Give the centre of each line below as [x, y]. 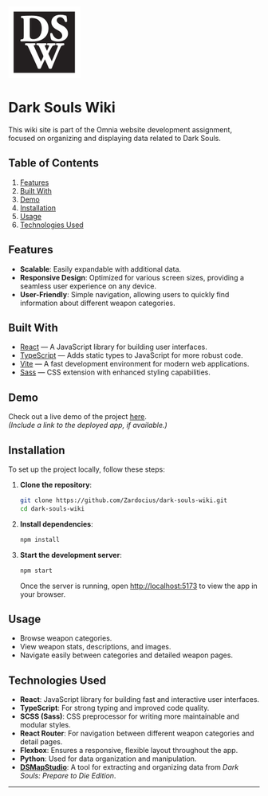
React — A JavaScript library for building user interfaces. [113, 347]
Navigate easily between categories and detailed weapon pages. [126, 655]
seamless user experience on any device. [88, 286]
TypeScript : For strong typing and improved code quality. [114, 708]
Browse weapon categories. [66, 638]
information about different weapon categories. [97, 303]
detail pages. [41, 742]
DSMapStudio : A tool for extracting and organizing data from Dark [129, 767]
